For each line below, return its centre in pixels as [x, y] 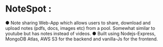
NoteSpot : [29, 9]
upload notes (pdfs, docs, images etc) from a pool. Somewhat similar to [80, 28]
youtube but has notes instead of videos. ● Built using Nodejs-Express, [80, 33]
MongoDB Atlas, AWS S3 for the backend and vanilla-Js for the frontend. [81, 39]
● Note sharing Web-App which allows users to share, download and [78, 23]
